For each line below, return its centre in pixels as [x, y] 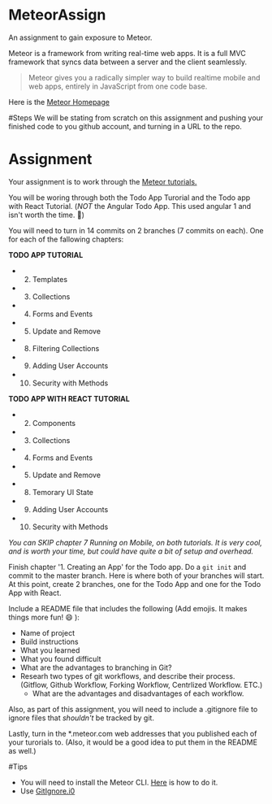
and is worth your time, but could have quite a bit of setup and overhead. [131, 551]
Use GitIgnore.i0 [47, 791]
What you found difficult [60, 658]
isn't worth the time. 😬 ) [47, 215]
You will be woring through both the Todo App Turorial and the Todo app [130, 198]
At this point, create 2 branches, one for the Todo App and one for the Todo [135, 584]
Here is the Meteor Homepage [59, 102]
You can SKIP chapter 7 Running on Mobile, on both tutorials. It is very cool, [135, 542]
